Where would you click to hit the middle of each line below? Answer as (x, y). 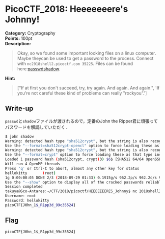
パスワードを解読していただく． (37, 127)
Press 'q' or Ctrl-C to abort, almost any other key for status (72, 168)
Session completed (24, 187)
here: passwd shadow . (39, 69)
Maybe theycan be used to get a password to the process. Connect (85, 58)
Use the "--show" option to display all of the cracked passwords (74, 182)
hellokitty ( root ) (30, 173)
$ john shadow (20, 136)
